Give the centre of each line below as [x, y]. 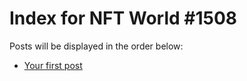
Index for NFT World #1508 [123, 18]
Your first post [53, 65]
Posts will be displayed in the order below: [96, 46]
